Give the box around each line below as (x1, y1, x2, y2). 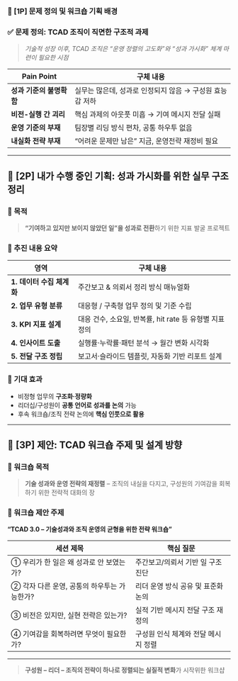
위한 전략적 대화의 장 (38, 488, 96, 497)
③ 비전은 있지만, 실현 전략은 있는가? (11, 611, 127, 621)
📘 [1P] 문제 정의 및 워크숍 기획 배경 (7, 6, 118, 16)
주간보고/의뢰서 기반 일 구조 (135, 558, 222, 568)
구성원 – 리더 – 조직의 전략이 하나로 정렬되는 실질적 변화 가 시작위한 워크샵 (24, 666, 225, 675)
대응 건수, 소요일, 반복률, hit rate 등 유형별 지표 (77, 314, 225, 324)
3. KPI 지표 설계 (11, 320, 62, 330)
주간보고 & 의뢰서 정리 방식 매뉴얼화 (77, 282, 190, 292)
